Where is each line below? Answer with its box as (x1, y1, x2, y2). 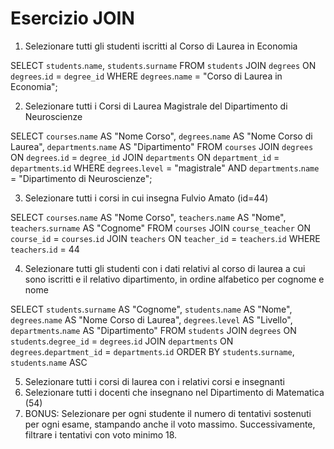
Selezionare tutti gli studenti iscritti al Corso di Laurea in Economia (24, 40, 298, 52)
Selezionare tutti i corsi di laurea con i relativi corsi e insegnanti (24, 375, 285, 387)
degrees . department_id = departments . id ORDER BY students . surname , (10, 345, 295, 357)
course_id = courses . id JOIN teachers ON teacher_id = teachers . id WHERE (10, 232, 321, 244)
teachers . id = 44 (10, 243, 80, 255)
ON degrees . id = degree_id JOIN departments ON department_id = (10, 151, 280, 163)
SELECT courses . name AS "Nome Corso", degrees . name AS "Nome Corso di (10, 130, 313, 142)
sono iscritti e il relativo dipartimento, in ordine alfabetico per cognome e (24, 273, 325, 285)
